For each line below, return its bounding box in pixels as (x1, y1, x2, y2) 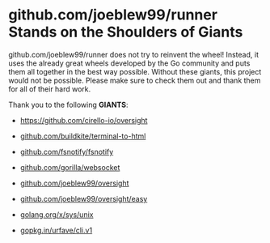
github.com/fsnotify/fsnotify (19, 147, 114, 156)
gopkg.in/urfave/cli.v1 (19, 225, 93, 235)
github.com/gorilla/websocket (19, 162, 120, 172)
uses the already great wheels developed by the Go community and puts (8, 58, 251, 68)
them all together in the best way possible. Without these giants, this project (8, 66, 262, 76)
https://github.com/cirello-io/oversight (19, 115, 148, 125)
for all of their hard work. (8, 83, 91, 94)
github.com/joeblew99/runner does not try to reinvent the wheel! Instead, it (8, 49, 259, 59)
